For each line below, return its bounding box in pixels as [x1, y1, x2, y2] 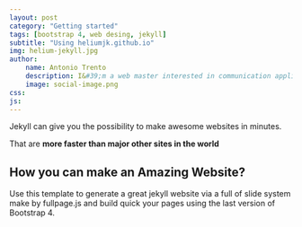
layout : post [9, 13, 58, 22]
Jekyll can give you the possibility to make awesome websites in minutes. [9, 121, 282, 132]
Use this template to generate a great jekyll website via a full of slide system [9, 188, 291, 199]
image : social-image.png [25, 80, 119, 89]
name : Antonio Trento [25, 64, 106, 73]
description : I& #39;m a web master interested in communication [25, 72, 271, 81]
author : [9, 55, 39, 64]
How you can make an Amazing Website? [9, 164, 245, 179]
